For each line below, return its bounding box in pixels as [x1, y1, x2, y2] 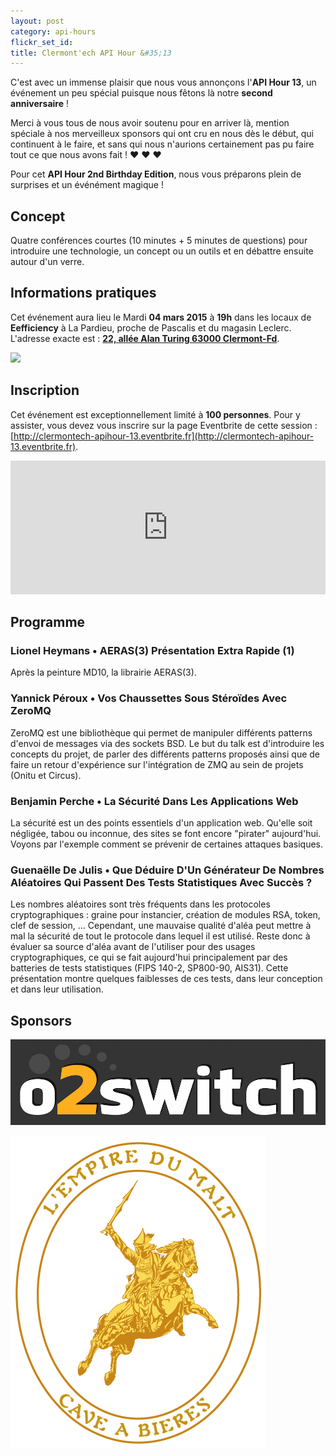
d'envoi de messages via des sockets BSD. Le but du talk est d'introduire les [10, 737, 325, 749]
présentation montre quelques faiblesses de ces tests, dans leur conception [10, 973, 323, 985]
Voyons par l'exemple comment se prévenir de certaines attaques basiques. [10, 838, 324, 850]
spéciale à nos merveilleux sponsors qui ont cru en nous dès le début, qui [10, 128, 314, 140]
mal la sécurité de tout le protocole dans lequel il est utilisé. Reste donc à [10, 930, 311, 942]
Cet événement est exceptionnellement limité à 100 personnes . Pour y [10, 408, 301, 420]
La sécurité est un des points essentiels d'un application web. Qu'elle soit [10, 816, 313, 829]
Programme [10, 614, 86, 631]
